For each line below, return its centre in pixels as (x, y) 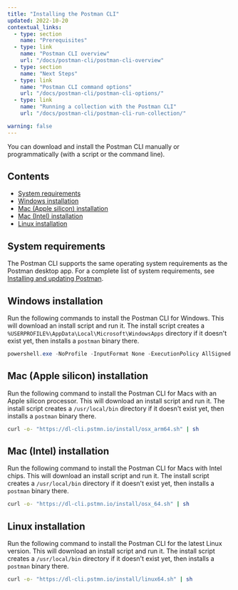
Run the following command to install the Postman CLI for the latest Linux (115, 544)
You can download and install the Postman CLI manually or (94, 146)
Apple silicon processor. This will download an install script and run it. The (116, 400)
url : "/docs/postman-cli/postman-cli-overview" (92, 61)
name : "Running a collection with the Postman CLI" (98, 107)
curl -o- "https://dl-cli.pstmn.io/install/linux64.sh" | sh (100, 579)
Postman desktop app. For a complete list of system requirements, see (111, 271)
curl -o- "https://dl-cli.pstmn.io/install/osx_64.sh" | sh (99, 504)
